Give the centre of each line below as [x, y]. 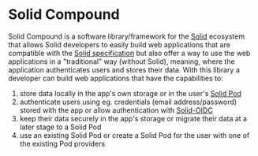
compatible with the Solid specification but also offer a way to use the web [129, 53]
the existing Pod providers [62, 143]
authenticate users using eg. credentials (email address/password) [128, 102]
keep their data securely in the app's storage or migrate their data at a [133, 118]
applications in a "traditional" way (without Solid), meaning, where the [122, 61]
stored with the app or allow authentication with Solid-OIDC [116, 110]
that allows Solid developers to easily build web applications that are [119, 44]
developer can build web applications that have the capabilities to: [116, 78]
